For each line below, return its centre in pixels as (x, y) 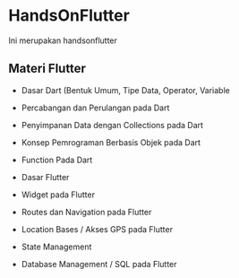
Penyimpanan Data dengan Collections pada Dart (112, 125)
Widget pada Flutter (58, 195)
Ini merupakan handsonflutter (63, 40)
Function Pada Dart (57, 160)
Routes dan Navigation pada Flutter (86, 212)
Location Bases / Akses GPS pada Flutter (97, 229)
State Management (56, 247)
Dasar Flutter (45, 177)
